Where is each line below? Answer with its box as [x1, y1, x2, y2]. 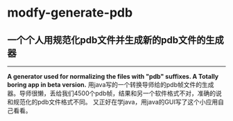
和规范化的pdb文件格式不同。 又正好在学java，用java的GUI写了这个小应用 [7, 98, 218, 106]
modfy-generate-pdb [7, 5, 133, 21]
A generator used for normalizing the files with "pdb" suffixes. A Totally [7, 73, 219, 80]
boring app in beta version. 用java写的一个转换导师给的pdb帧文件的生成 [7, 81, 214, 89]
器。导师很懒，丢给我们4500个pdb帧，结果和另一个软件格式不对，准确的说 [7, 89, 222, 97]
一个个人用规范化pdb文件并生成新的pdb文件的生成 [7, 34, 224, 46]
